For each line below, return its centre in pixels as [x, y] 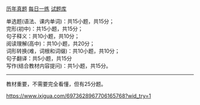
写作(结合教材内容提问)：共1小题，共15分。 [59, 66]
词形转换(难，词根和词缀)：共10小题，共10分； [63, 51]
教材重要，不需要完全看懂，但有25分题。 [56, 84]
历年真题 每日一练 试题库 [36, 9]
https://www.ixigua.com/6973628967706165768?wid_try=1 [79, 96]
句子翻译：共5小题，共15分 [39, 58]
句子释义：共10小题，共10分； [43, 36]
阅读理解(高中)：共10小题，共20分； [51, 44]
